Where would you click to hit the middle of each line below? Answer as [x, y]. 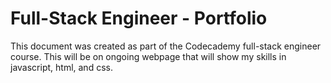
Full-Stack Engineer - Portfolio [139, 18]
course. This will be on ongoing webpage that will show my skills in [148, 56]
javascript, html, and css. [61, 67]
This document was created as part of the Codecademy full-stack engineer [166, 46]
